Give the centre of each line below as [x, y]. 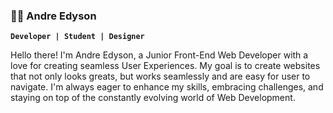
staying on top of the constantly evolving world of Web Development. [153, 98]
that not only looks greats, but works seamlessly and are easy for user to [160, 76]
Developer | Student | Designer [77, 37]
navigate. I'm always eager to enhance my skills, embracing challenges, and [167, 87]
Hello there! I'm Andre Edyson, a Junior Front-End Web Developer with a [159, 55]
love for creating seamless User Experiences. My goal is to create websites [165, 66]
